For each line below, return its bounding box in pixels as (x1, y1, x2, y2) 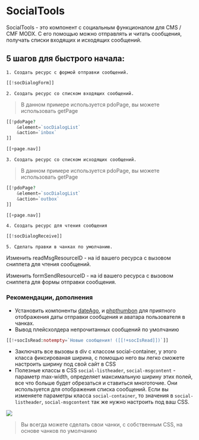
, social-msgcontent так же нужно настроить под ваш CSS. (41, 398, 190, 406)
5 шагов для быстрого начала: (6, 53, 125, 64)
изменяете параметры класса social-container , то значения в (14, 392, 173, 399)
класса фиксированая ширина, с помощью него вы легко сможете (14, 354, 185, 362)
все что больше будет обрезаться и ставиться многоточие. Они (14, 379, 178, 387)
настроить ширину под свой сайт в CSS (14, 360, 116, 368)
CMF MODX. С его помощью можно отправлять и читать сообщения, (6, 30, 182, 37)
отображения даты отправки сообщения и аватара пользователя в (14, 313, 185, 320)
